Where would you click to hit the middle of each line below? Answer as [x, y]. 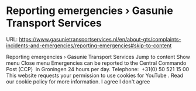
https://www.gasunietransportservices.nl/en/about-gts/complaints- [100, 39]
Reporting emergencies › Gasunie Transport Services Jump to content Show [98, 57]
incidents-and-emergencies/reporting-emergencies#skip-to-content [89, 45]
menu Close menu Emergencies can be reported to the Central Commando [96, 63]
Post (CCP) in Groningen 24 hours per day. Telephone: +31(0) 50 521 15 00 [98, 69]
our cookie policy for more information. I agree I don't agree [78, 81]
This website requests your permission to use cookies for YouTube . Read [94, 75]
